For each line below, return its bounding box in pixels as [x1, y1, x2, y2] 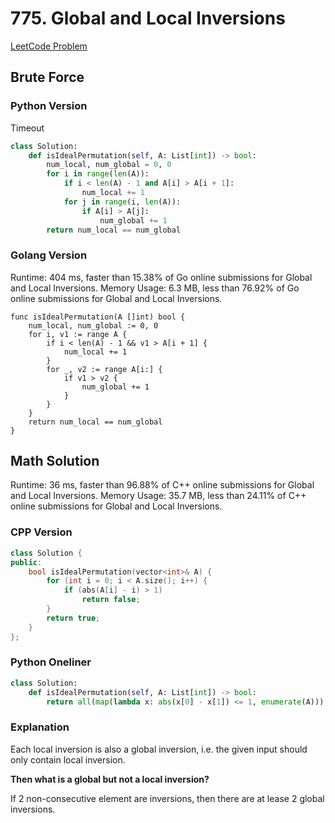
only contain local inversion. [10, 753, 126, 766]
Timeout [10, 122, 45, 134]
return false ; [81, 595, 141, 605]
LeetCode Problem [10, 40, 88, 52]
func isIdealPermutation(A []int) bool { [10, 312, 186, 322]
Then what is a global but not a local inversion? [10, 773, 210, 785]
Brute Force [10, 69, 85, 86]
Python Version [10, 99, 88, 113]
